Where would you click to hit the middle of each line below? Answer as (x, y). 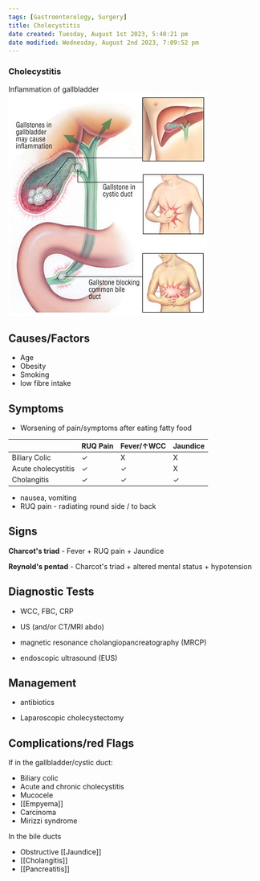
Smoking (35, 375)
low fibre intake (45, 383)
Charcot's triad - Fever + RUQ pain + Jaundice (86, 551)
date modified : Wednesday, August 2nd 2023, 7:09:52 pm (104, 43)
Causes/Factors (49, 338)
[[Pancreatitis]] (45, 869)
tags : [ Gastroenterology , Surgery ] (68, 17)
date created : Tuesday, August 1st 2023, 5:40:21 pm (98, 34)
